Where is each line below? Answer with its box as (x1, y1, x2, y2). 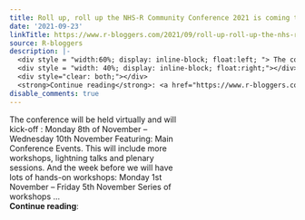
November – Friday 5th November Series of (9, 181, 172, 192)
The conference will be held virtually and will (9, 114, 177, 125)
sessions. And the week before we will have (9, 162, 173, 173)
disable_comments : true (9, 89, 100, 98)
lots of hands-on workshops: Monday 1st (9, 171, 162, 182)
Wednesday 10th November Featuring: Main (9, 133, 174, 144)
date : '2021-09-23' (9, 22, 84, 31)
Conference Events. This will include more (9, 142, 168, 154)
